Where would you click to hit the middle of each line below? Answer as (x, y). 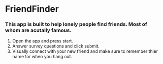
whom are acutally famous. (38, 30)
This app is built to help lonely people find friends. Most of (76, 24)
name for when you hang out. (42, 57)
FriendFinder (32, 9)
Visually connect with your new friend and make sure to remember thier (85, 51)
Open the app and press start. (43, 41)
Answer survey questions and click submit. (56, 46)
